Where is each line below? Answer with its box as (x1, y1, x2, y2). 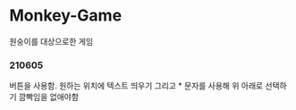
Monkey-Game (9, 5, 123, 26)
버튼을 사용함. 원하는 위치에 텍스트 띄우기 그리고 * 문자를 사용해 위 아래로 (9, 80, 264, 91)
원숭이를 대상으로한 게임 (9, 36, 94, 47)
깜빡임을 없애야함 (18, 91, 79, 103)
